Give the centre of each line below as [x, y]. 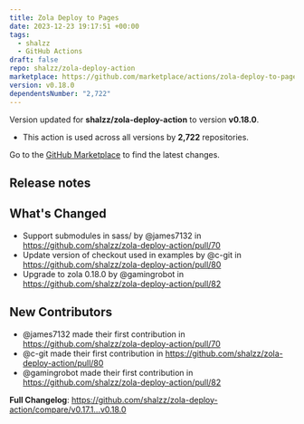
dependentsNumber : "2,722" [60, 93]
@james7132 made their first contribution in [104, 334]
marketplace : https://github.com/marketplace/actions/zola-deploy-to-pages [155, 77]
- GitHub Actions [50, 52]
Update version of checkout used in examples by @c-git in [132, 255]
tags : [19, 34]
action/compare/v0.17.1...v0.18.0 [68, 410]
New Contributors [61, 312]
